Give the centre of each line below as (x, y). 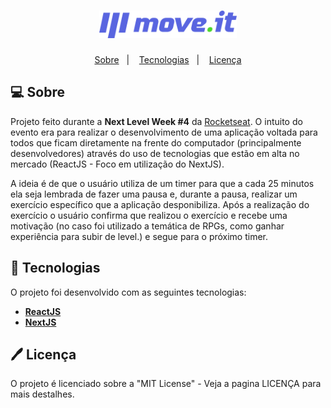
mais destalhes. (42, 394)
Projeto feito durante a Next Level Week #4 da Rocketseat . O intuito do (156, 121)
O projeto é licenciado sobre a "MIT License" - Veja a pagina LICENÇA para (166, 384)
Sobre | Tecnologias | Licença (168, 59)
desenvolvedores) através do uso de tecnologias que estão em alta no (155, 153)
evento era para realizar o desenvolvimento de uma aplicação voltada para (164, 132)
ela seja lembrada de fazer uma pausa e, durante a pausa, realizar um (154, 194)
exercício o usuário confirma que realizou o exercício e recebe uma (149, 215)
